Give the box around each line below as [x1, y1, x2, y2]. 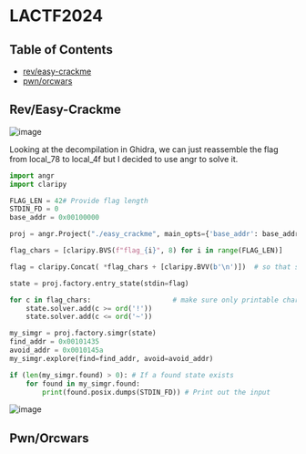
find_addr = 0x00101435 [9, 337, 100, 346]
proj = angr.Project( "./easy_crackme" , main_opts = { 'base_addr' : [9, 230, 259, 239]
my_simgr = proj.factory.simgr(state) [9, 329, 157, 338]
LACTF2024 [9, 5, 104, 26]
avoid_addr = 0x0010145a [9, 346, 104, 356]
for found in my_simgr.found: [25, 379, 141, 388]
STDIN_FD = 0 [9, 204, 59, 214]
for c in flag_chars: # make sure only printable [9, 295, 280, 304]
